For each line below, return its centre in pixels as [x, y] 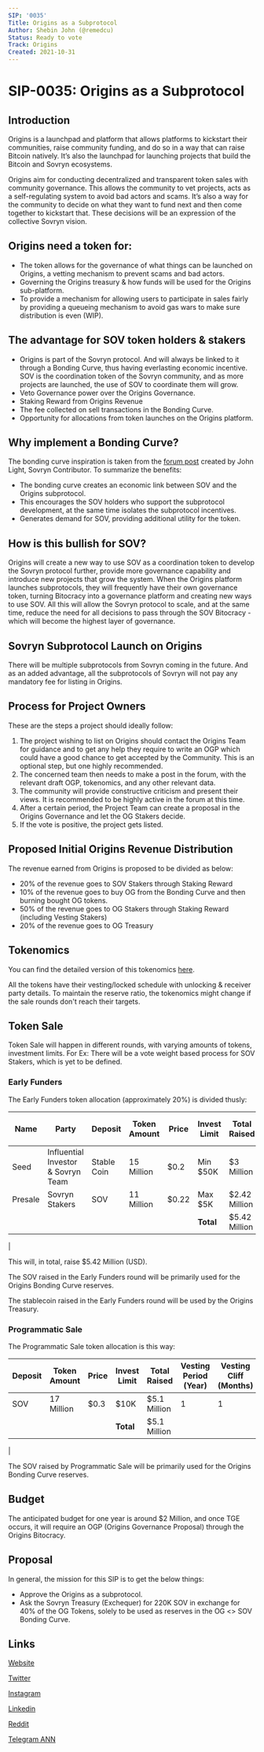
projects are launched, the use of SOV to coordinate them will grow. [129, 384]
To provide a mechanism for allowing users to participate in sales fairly [134, 298]
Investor [62, 1161]
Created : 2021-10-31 [42, 52]
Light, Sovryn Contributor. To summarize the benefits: [95, 470]
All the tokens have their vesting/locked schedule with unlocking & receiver [130, 984]
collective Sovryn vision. [48, 221]
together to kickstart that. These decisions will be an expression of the [122, 213]
